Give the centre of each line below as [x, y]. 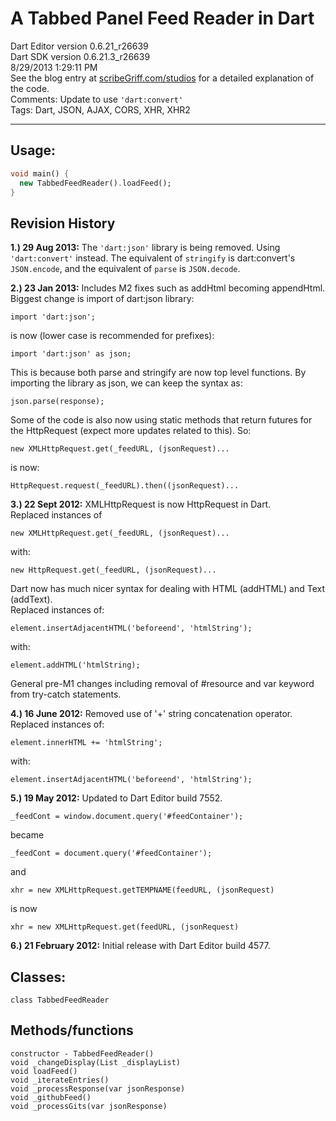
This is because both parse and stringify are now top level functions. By [158, 373]
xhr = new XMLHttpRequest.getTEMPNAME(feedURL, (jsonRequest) [142, 890]
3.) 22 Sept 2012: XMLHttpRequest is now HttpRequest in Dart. [141, 504]
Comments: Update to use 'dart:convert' [97, 99]
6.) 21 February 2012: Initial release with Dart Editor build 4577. [140, 946]
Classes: [38, 977]
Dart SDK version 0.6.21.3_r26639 [80, 56]
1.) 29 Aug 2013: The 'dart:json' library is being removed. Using [145, 248]
